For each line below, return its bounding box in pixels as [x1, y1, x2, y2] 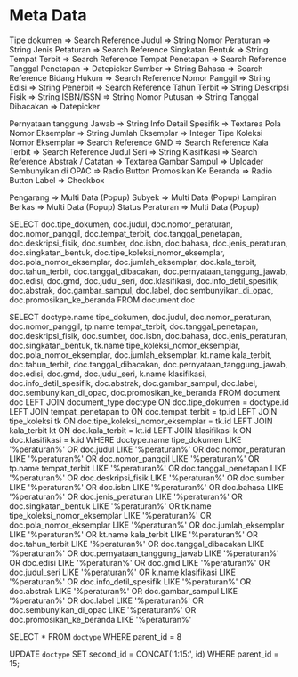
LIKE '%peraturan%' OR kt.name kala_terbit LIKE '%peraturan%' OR [9, 528, 258, 539]
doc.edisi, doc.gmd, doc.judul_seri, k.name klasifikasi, [9, 368, 207, 379]
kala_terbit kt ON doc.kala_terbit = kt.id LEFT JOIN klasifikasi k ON [9, 424, 252, 436]
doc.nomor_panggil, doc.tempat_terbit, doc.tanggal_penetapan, [9, 228, 243, 238]
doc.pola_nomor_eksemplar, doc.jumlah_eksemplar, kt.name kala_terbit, [9, 349, 273, 360]
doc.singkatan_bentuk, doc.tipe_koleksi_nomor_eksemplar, [9, 246, 225, 258]
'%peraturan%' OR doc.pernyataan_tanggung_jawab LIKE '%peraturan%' [9, 548, 279, 559]
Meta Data [9, 5, 87, 26]
